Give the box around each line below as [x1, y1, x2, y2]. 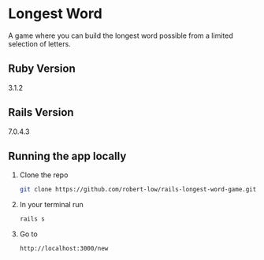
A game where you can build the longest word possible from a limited [8, 31, 234, 40]
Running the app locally [8, 149, 127, 162]
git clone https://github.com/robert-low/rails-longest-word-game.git [19, 186, 257, 194]
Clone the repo [19, 170, 69, 180]
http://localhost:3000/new [19, 245, 109, 253]
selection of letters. [8, 39, 71, 48]
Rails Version [8, 106, 74, 119]
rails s [19, 215, 45, 223]
